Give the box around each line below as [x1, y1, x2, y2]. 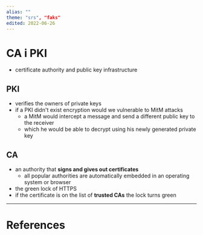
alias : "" [6, 8, 31, 15]
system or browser [24, 178, 71, 185]
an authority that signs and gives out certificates [14, 165, 139, 173]
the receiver [24, 119, 54, 127]
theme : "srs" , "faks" [6, 15, 61, 21]
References [6, 219, 65, 232]
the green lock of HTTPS [14, 185, 77, 192]
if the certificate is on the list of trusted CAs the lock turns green [14, 191, 176, 199]
